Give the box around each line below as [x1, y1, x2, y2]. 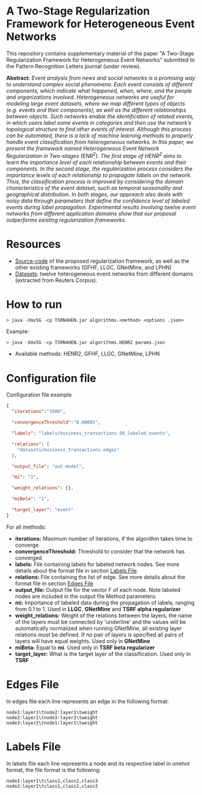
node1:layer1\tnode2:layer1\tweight [6, 709, 98, 715]
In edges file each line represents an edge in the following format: [6, 697, 170, 705]
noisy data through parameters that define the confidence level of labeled [6, 197, 191, 204]
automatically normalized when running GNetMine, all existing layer [14, 624, 182, 632]
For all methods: [6, 523, 46, 530]
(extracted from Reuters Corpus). [14, 276, 98, 284]
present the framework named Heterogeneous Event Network [6, 145, 159, 152]
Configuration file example [6, 391, 72, 398]
